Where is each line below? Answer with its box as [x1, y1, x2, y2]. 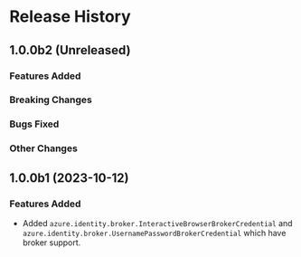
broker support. [22, 237, 81, 248]
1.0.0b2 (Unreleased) [9, 43, 131, 58]
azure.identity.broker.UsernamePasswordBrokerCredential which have [22, 227, 287, 238]
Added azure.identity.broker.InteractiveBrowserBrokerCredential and [22, 217, 293, 228]
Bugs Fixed [9, 118, 60, 130]
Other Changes [9, 142, 79, 155]
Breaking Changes [9, 93, 93, 106]
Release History [9, 6, 131, 27]
